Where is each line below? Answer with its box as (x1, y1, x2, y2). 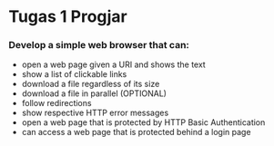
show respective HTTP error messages (21, 107, 169, 119)
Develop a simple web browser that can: (8, 39, 190, 52)
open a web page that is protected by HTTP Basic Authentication (21, 117, 266, 128)
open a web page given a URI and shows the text (21, 59, 206, 70)
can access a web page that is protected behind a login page (21, 127, 251, 138)
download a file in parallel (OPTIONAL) (21, 88, 167, 99)
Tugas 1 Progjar (8, 6, 128, 27)
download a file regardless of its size (21, 79, 160, 90)
